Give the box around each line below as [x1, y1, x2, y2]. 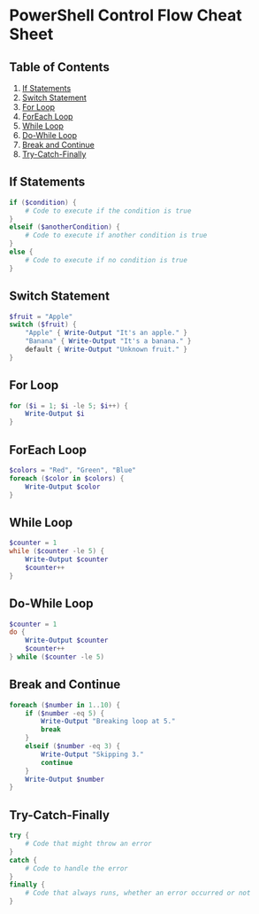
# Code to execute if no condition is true [25, 255, 188, 264]
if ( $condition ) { [9, 198, 77, 207]
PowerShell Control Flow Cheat [9, 5, 242, 26]
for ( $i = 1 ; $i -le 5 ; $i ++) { [9, 401, 129, 410]
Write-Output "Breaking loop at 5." [41, 717, 176, 726]
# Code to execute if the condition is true [25, 206, 192, 215]
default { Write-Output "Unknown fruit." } [25, 345, 188, 354]
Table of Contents [9, 59, 110, 74]
